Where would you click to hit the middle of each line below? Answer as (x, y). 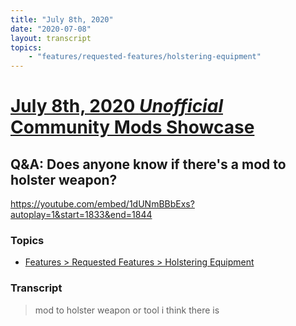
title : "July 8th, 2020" (62, 19)
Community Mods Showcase (132, 127)
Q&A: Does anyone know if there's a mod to (148, 164)
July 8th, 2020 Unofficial (116, 106)
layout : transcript (51, 38)
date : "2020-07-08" (51, 29)
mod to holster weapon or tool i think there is (127, 310)
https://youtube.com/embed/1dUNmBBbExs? (102, 204)
